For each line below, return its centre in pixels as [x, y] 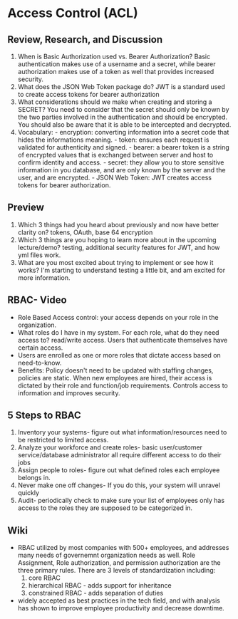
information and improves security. [69, 392]
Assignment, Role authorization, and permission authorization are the [119, 563]
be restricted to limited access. [63, 440]
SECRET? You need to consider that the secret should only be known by [123, 109]
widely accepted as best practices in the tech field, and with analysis [119, 600]
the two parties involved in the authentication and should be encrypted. [123, 117]
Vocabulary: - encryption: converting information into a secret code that [123, 132]
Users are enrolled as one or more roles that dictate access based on [119, 355]
